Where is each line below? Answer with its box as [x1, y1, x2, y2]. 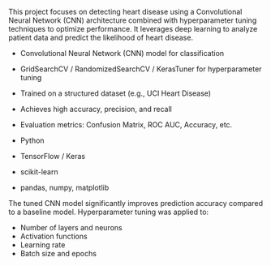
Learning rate [19, 240, 66, 250]
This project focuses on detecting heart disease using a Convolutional [8, 7, 243, 16]
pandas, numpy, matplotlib [19, 182, 110, 192]
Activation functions [19, 231, 88, 241]
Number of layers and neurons [19, 223, 123, 232]
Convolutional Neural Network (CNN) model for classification [19, 49, 225, 58]
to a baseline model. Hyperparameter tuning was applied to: [8, 207, 209, 217]
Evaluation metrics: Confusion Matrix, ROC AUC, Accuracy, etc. [19, 120, 233, 129]
